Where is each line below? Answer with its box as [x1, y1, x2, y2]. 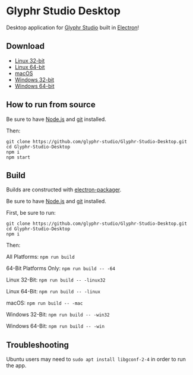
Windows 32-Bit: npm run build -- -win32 [6, 311, 110, 318]
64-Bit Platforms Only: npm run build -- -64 [6, 265, 116, 272]
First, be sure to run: [6, 209, 56, 216]
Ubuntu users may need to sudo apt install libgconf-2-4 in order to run [6, 356, 186, 363]
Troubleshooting [6, 340, 69, 350]
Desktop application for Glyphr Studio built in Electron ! [6, 24, 140, 31]
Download [6, 41, 45, 51]
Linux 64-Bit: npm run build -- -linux [6, 288, 101, 295]
